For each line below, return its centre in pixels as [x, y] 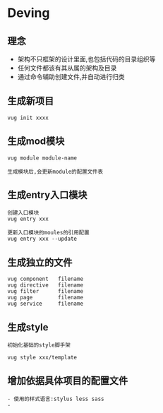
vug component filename [45, 279]
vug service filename [45, 304]
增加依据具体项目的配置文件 [68, 381]
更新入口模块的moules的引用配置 [48, 233]
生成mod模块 [36, 142]
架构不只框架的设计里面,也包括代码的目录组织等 [86, 59]
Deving [29, 13]
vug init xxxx [28, 118]
